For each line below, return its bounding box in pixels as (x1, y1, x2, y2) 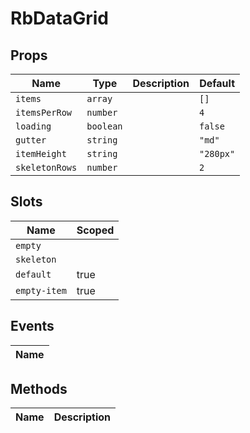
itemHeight (15, 148, 67, 159)
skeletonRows (15, 162, 78, 173)
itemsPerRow (15, 107, 73, 118)
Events (10, 318, 55, 335)
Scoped (76, 223, 115, 237)
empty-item (15, 285, 67, 296)
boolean (86, 121, 123, 132)
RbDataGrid (10, 7, 109, 30)
